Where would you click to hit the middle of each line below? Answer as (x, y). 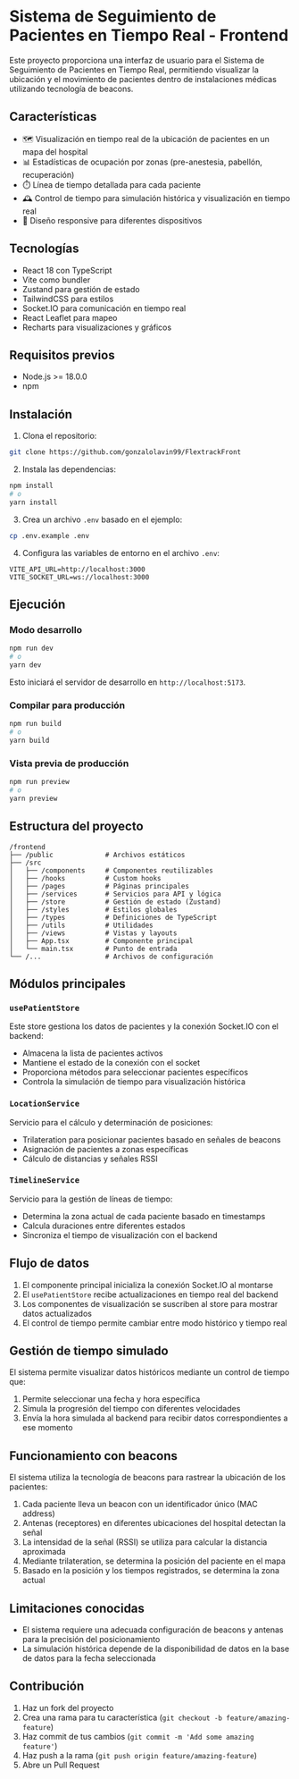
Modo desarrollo (46, 629)
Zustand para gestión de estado (81, 289)
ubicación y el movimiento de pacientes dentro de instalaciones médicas (143, 79)
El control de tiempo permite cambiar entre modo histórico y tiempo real (154, 1323)
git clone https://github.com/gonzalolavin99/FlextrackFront (125, 452)
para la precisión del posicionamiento (91, 1640)
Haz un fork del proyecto (68, 1707)
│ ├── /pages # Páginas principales (100, 886)
